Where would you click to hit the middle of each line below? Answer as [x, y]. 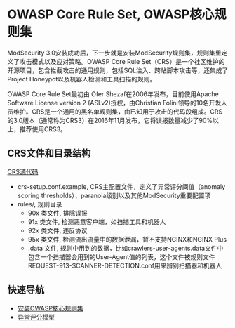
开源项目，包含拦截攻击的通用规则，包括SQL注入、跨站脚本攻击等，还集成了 [118, 70]
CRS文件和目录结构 [49, 153]
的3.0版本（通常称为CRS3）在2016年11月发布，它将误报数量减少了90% [110, 120]
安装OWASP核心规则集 [51, 308]
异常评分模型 [36, 317]
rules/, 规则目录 [40, 204]
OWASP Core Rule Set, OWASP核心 [111, 14]
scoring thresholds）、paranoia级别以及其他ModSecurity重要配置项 [114, 195]
